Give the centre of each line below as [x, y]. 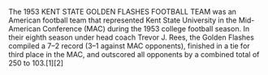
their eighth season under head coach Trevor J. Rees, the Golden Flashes [131, 37]
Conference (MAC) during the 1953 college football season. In [146, 29]
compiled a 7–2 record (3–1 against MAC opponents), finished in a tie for [129, 46]
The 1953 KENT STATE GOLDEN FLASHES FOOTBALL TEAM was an [123, 12]
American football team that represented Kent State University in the [123, 20]
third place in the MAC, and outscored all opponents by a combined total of [134, 54]
